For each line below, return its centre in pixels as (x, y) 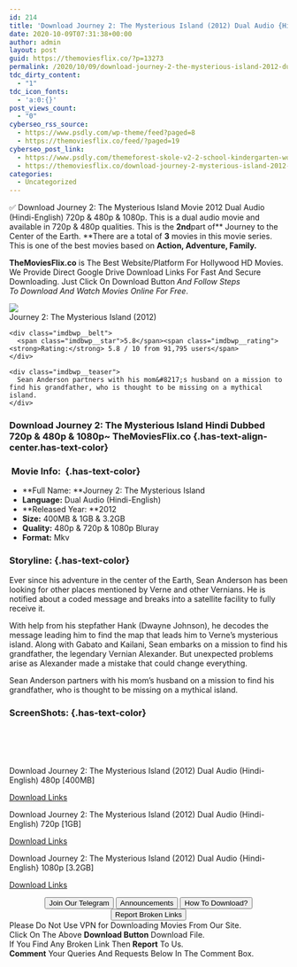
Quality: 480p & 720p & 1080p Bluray (90, 528)
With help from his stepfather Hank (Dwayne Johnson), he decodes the (139, 625)
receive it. (27, 608)
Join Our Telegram (79, 903)
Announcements (147, 903)
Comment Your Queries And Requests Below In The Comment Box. (132, 953)
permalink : (29, 67)
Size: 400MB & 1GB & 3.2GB (73, 519)
